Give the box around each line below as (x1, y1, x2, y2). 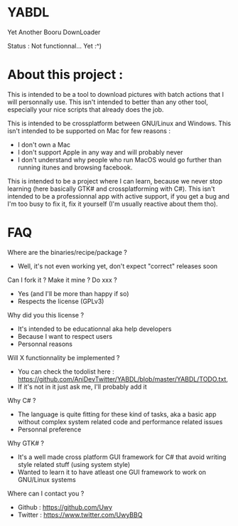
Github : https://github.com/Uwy (17, 503, 112, 511)
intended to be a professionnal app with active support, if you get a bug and (7, 191, 229, 200)
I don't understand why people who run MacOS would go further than (17, 155, 222, 164)
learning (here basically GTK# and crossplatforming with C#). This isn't (7, 184, 215, 193)
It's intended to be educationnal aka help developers (17, 325, 172, 333)
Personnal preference (17, 425, 82, 433)
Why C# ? (7, 396, 36, 404)
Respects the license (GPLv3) (17, 297, 104, 305)
